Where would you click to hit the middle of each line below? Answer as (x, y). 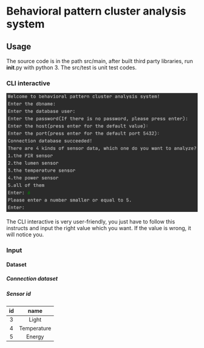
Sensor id (19, 294)
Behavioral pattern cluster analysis (96, 11)
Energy (35, 336)
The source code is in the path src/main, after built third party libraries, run (100, 61)
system (25, 24)
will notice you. (25, 234)
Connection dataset (32, 278)
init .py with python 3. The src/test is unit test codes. (71, 67)
